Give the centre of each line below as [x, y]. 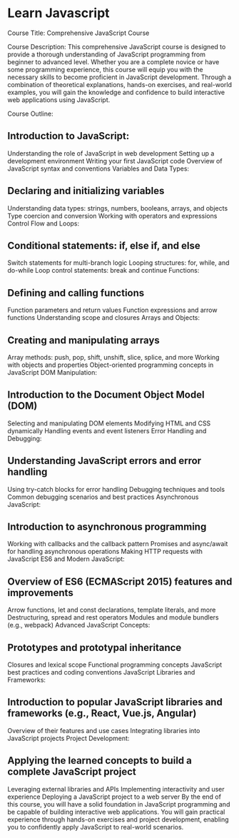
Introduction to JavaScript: [68, 136]
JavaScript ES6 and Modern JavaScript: [66, 559]
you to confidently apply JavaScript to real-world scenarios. [96, 827]
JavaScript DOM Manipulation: [52, 372]
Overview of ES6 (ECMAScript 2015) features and [120, 581]
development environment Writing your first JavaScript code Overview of [115, 161]
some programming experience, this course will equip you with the [105, 69]
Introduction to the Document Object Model [106, 395]
